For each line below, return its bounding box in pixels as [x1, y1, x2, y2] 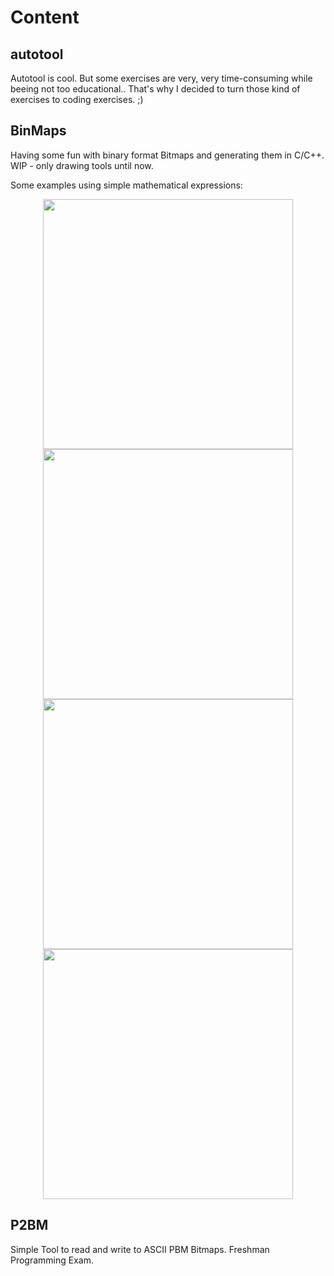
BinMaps [10, 122, 67, 140]
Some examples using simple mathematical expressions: [10, 179, 243, 191]
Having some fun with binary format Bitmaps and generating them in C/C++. [10, 149, 325, 161]
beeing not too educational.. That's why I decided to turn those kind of [10, 83, 301, 95]
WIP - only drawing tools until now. [10, 159, 154, 171]
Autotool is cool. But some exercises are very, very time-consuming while [10, 72, 313, 84]
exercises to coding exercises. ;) [10, 94, 144, 105]
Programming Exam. [10, 1254, 95, 1266]
